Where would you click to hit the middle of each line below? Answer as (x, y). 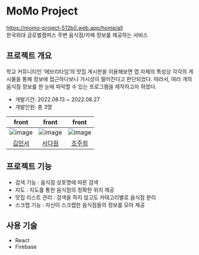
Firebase (26, 247)
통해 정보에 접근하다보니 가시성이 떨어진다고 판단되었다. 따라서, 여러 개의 (107, 79)
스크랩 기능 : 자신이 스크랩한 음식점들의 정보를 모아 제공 (80, 205)
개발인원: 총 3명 (33, 107)
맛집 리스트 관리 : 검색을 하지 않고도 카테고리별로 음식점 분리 (85, 197)
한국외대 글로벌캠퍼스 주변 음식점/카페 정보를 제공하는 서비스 (77, 35)
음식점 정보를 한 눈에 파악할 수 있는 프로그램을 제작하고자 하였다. (82, 86)
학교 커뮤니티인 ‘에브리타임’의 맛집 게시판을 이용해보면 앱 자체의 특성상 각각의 (97, 71)
